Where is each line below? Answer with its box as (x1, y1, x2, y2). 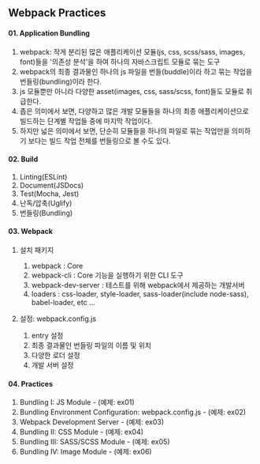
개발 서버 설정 (31, 360, 74, 370)
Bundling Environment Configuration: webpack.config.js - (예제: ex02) (19, 407, 247, 417)
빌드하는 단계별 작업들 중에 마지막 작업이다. (19, 116, 153, 126)
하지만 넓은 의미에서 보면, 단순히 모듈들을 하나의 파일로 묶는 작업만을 (19, 126, 230, 135)
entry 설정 (31, 331, 64, 340)
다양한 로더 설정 (31, 351, 80, 360)
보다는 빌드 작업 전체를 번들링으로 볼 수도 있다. (28, 136, 171, 145)
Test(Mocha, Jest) (19, 189, 80, 198)
